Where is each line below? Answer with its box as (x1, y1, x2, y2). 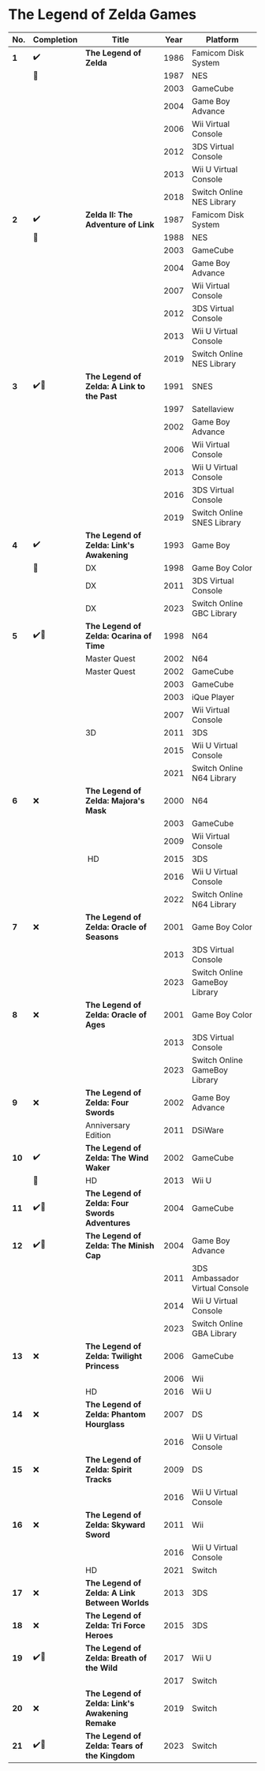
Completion (32, 34, 78, 45)
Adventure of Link (85, 219, 155, 230)
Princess (85, 1360, 120, 1371)
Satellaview (192, 403, 234, 414)
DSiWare (192, 1125, 225, 1136)
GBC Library (192, 608, 237, 619)
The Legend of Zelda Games (8, 6, 197, 24)
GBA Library (192, 1327, 237, 1339)
